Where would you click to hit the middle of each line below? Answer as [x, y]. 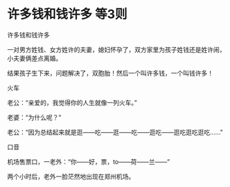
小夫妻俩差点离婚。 [35, 58]
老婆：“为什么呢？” [34, 117]
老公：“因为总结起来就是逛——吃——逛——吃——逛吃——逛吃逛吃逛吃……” [115, 132]
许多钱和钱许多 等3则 [67, 14]
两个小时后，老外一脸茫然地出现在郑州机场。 [71, 176]
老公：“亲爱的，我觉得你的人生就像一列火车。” [72, 102]
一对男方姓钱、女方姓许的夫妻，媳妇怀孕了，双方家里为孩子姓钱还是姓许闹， [116, 49]
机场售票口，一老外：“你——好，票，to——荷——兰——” [89, 161]
